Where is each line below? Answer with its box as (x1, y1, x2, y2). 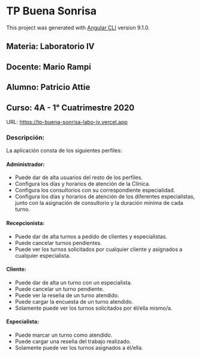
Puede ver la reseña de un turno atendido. (14, 292, 119, 299)
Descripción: (6, 133, 45, 141)
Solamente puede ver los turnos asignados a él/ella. (14, 344, 143, 352)
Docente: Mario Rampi (6, 62, 91, 72)
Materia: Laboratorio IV (6, 41, 95, 52)
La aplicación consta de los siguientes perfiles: (6, 147, 122, 154)
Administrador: (6, 161, 45, 168)
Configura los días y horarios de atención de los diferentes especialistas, (14, 193, 195, 200)
